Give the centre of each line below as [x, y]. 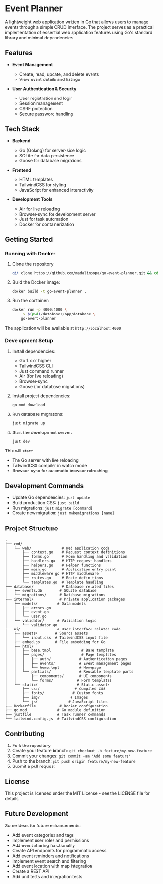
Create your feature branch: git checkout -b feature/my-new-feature [82, 750]
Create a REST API [31, 871]
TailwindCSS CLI [36, 366]
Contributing [25, 734]
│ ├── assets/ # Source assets [47, 634]
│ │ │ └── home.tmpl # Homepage [53, 668]
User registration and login [46, 98]
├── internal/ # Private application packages [65, 599]
